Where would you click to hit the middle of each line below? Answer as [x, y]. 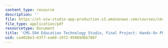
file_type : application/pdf [34, 24]
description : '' [22, 14]
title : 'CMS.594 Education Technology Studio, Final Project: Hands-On [81, 33]
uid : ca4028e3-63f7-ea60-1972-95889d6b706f [51, 38]
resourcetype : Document [30, 28]
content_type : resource [30, 10]
